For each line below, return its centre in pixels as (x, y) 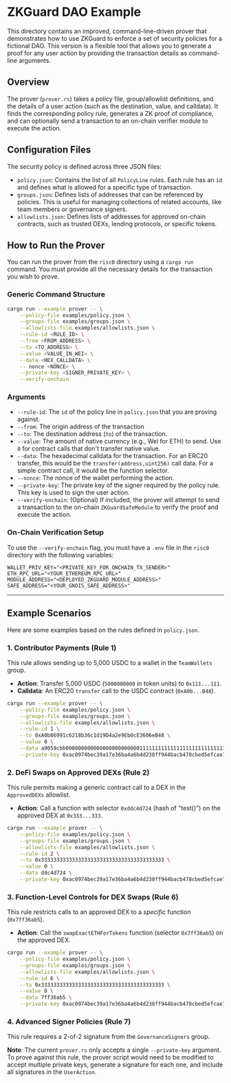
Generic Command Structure (56, 295)
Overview (29, 82)
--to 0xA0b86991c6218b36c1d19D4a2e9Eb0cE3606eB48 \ (95, 735)
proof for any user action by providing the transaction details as (97, 53)
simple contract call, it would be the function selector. (93, 470)
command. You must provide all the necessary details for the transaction (110, 269)
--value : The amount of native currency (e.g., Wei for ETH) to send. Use (119, 441)
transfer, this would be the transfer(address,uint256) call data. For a (115, 464)
